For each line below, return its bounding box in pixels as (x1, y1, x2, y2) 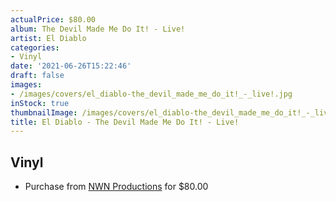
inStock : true (10, 98, 70, 108)
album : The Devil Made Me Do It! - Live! (10, 24, 186, 34)
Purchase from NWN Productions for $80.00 (24, 181, 209, 193)
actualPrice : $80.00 (10, 14, 97, 25)
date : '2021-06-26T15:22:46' (10, 61, 132, 71)
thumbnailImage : (10, 107, 78, 118)
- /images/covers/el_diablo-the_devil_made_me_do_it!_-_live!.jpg (10, 89, 293, 99)
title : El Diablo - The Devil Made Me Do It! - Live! (10, 117, 240, 127)
